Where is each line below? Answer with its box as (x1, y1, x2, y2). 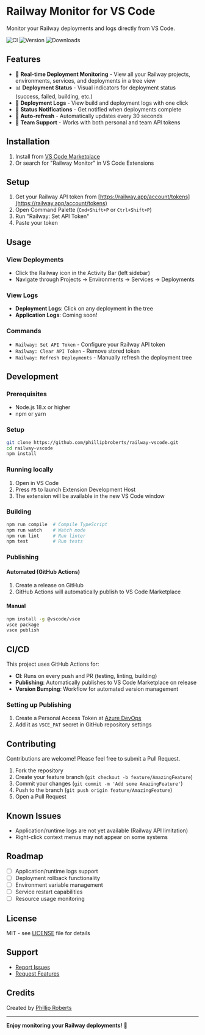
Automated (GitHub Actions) (6, 568, 81, 575)
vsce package (6, 622, 40, 628)
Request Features (15, 969, 60, 977)
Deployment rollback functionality (15, 874, 101, 881)
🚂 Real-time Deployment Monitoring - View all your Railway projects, (15, 70, 190, 78)
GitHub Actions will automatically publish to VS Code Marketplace (15, 588, 181, 595)
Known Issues (6, 810, 62, 821)
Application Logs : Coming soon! (15, 311, 98, 319)
